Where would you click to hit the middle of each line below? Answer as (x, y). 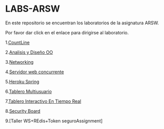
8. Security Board (23, 111)
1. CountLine (17, 42)
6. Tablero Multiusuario (29, 91)
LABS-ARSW (33, 9)
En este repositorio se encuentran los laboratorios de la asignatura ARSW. (82, 23)
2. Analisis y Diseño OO (29, 52)
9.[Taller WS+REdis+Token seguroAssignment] (54, 121)
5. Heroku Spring (22, 81)
